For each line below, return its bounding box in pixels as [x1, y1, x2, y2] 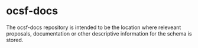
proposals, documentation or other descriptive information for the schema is [6, 30, 192, 37]
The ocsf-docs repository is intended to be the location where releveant [6, 24, 181, 31]
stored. [6, 36, 24, 43]
